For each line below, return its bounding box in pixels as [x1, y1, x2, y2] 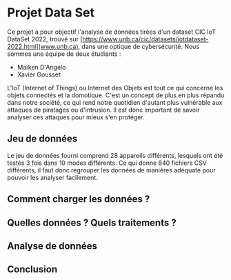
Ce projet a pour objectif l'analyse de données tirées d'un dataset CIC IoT [7, 28, 216, 36]
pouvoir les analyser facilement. [7, 173, 98, 181]
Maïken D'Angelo [17, 63, 66, 71]
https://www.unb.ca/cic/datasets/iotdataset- [82, 34, 209, 43]
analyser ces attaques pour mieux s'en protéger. [7, 112, 145, 121]
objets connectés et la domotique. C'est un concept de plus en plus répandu [7, 91, 225, 99]
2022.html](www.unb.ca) [7, 42, 79, 50]
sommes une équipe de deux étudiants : [7, 50, 121, 58]
